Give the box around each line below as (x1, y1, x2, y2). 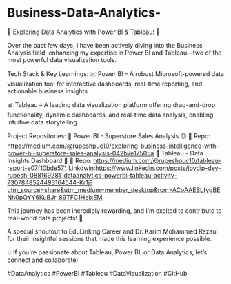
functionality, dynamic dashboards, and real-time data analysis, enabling (7, 111, 214, 119)
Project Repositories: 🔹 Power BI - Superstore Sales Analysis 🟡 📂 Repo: (7, 131, 210, 140)
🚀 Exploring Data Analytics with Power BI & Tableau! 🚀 (7, 28, 161, 36)
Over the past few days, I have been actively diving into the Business (7, 41, 203, 49)
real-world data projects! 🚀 (7, 214, 83, 222)
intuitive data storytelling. (7, 117, 79, 126)
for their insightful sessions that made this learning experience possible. (7, 234, 212, 243)
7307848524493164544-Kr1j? (7, 178, 93, 187)
